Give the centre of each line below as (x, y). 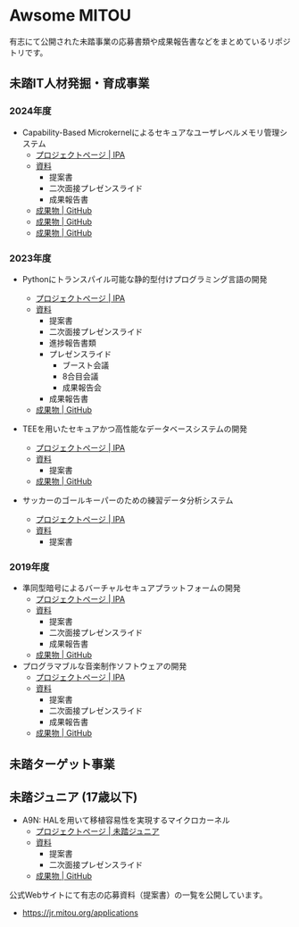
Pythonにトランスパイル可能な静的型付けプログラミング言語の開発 (145, 279)
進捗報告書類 (72, 342)
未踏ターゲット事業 (62, 764)
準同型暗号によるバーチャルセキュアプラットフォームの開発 (131, 588)
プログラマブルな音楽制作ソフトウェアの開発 (104, 666)
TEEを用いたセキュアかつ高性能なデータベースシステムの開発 (135, 429)
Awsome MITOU (71, 16)
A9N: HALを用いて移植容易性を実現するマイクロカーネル (126, 820)
